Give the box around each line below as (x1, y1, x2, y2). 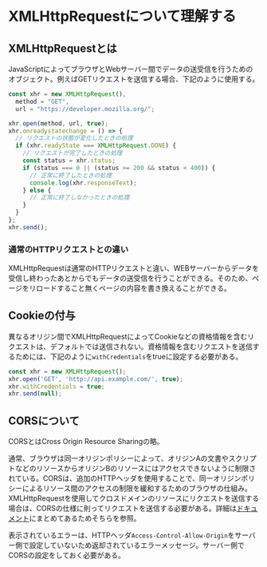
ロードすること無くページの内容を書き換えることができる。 (35, 283, 231, 293)
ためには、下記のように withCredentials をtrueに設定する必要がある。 (14, 351, 243, 361)
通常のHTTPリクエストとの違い (8, 244, 129, 255)
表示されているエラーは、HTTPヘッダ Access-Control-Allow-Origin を (8, 530, 235, 540)
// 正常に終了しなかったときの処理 (29, 193, 130, 202)
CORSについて (8, 414, 80, 427)
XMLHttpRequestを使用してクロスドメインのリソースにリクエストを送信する (8, 494, 260, 503)
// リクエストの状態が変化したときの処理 (15, 134, 133, 142)
